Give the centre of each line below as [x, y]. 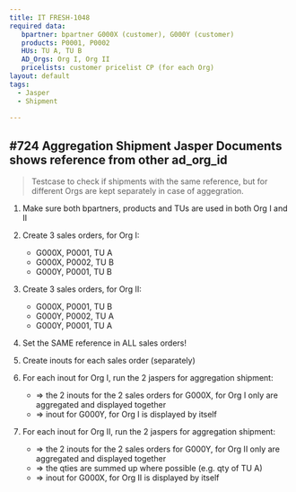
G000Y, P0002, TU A [75, 316]
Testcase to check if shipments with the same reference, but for [149, 181]
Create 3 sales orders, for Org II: [82, 289]
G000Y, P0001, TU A [74, 326]
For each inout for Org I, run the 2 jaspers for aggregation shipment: [148, 378]
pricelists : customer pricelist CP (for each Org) [118, 68]
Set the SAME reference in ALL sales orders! [104, 343]
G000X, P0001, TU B [74, 307]
